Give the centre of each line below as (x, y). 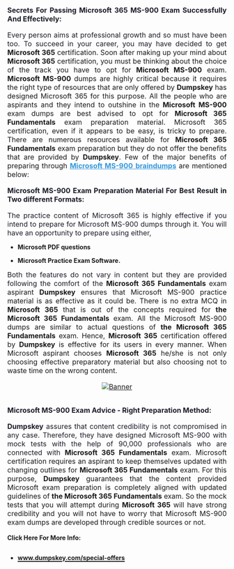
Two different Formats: (46, 199)
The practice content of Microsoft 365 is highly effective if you (117, 215)
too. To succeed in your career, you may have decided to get (117, 44)
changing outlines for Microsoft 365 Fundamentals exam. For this (117, 470)
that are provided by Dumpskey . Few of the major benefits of (117, 157)
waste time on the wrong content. (62, 371)
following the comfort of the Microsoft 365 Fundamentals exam (117, 283)
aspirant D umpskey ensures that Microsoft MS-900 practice (117, 292)
